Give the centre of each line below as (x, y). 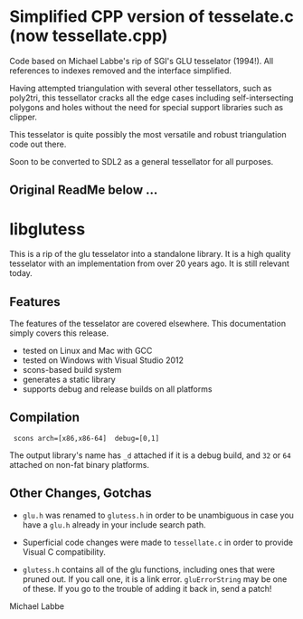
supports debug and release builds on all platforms (117, 389)
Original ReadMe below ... (84, 190)
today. (21, 273)
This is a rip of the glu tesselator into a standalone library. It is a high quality (150, 254)
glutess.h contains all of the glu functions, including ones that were (149, 569)
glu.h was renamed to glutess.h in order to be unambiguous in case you (158, 515)
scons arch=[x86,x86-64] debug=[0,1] (86, 438)
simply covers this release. (59, 333)
